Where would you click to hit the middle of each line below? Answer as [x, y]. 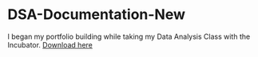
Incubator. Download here [50, 44]
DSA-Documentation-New [96, 15]
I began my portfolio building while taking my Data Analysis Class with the [129, 36]
